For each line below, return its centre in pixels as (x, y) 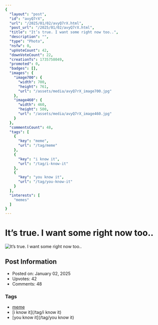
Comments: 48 (27, 284)
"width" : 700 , (32, 82)
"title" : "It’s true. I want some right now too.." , (64, 32)
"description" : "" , (29, 37)
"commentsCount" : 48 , (31, 127)
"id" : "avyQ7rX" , (27, 19)
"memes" (21, 200)
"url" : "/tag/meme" (37, 146)
